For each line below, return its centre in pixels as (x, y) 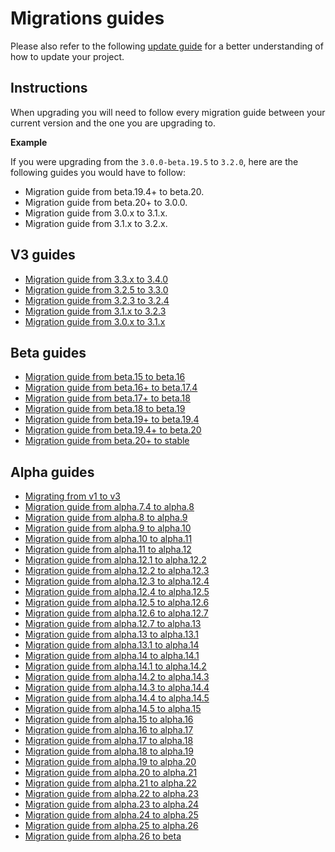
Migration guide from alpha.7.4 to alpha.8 (109, 507)
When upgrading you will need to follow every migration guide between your (168, 112)
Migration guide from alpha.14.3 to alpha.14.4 (117, 688)
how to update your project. (67, 56)
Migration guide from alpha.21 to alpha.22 (110, 783)
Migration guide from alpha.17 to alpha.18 (109, 741)
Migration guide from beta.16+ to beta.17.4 (111, 388)
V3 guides (43, 255)
